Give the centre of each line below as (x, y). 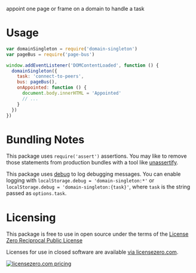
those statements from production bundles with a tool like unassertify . (92, 163)
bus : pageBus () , (37, 82)
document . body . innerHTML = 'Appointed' (71, 93)
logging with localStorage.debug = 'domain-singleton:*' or (80, 181)
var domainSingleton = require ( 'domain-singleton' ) (72, 49)
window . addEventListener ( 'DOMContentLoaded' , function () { (83, 65)
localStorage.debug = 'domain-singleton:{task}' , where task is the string (98, 187)
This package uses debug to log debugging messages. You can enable (94, 174)
